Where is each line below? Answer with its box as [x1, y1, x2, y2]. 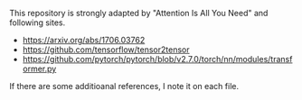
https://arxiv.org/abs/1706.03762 [22, 35, 146, 45]
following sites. [9, 17, 66, 28]
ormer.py [22, 63, 57, 74]
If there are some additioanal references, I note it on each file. [9, 81, 240, 91]
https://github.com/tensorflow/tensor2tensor [22, 44, 190, 55]
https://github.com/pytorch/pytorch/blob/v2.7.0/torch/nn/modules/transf [22, 54, 293, 64]
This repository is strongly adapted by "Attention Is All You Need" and [9, 8, 269, 18]
